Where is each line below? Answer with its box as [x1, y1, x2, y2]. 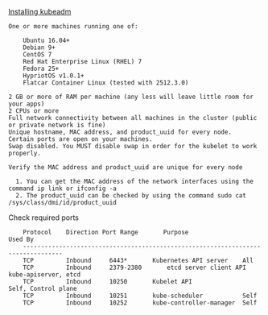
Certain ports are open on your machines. [8, 135, 153, 143]
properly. [8, 149, 42, 157]
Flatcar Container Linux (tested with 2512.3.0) [23, 79, 189, 87]
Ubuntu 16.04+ [23, 36, 70, 44]
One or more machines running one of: [8, 23, 138, 31]
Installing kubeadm [8, 7, 72, 16]
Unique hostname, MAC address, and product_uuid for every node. [8, 128, 232, 136]
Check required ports [8, 213, 79, 222]
